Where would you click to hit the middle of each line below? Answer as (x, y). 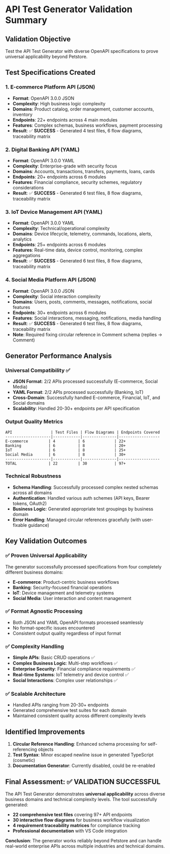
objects (46, 750)
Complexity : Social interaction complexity (57, 296)
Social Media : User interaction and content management (72, 598)
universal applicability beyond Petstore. (46, 56)
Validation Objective (38, 39)
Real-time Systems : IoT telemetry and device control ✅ (71, 675)
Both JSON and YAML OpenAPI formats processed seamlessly (78, 622)
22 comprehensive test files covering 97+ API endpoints (72, 815)
